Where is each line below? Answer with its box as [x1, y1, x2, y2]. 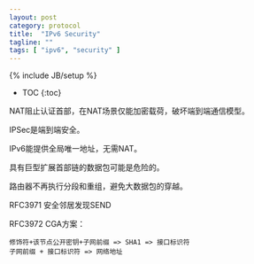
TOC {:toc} [21, 88, 62, 98]
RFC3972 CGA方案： [9, 219, 86, 229]
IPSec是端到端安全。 [9, 125, 85, 136]
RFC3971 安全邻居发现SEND [9, 200, 112, 211]
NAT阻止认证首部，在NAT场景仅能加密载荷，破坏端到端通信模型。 [9, 105, 250, 116]
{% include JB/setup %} [9, 70, 97, 81]
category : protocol [9, 21, 81, 30]
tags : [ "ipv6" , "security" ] [9, 46, 121, 55]
